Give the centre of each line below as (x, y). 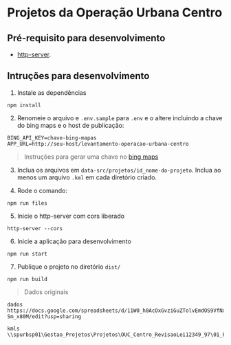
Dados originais (46, 292)
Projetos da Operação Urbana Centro (115, 13)
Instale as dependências (52, 92)
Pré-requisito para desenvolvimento (86, 38)
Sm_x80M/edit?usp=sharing (44, 316)
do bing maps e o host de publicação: (70, 125)
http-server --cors (35, 228)
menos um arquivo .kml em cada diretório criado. (87, 177)
